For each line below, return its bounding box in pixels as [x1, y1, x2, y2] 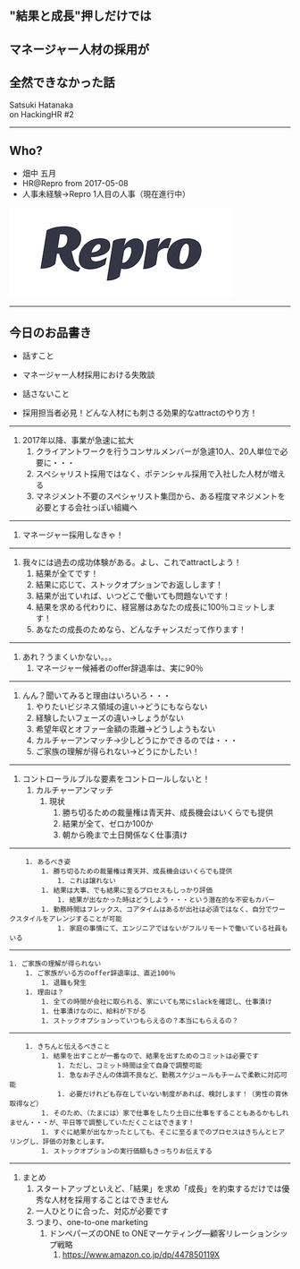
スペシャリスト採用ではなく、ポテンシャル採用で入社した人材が [35, 468, 271, 479]
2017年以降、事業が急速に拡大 [21, 435, 134, 446]
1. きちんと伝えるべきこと [25, 1042, 111, 1051]
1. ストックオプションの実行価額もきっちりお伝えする [41, 1147, 212, 1156]
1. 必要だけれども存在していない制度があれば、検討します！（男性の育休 [56, 1090, 288, 1099]
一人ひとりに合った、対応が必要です [35, 1205, 170, 1216]
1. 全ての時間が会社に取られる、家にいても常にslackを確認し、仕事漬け [41, 998, 272, 1007]
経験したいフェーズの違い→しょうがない [35, 713, 185, 724]
